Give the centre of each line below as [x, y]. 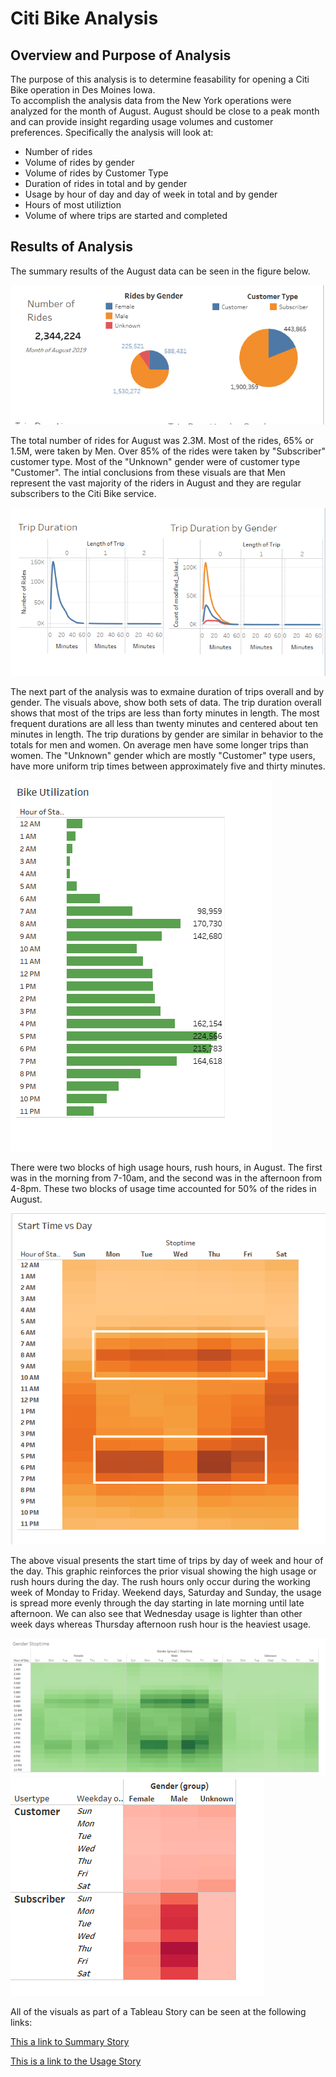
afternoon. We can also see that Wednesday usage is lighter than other [156, 1614]
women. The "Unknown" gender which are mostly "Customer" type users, [163, 756]
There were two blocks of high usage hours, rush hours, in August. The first [166, 1168]
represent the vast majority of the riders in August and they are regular [156, 483]
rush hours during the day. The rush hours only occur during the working [160, 1582]
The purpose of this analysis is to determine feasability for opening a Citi [160, 79]
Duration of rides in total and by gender [106, 183]
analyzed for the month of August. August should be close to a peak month [165, 111]
